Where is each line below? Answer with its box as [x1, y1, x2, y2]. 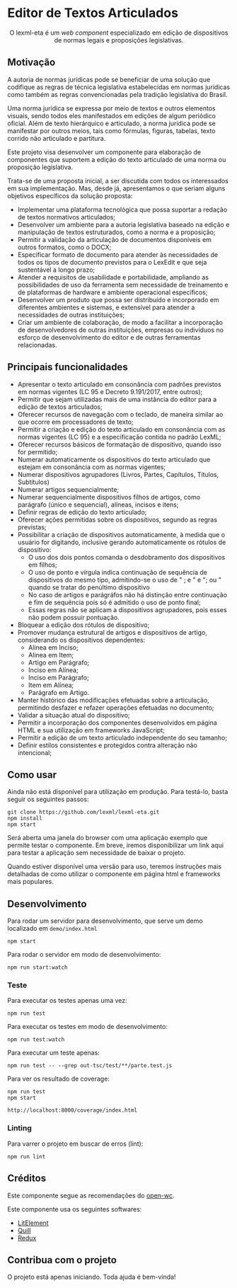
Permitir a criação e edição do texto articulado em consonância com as [17, 425, 226, 433]
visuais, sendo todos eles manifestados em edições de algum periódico [7, 111, 216, 120]
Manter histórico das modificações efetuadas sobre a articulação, [17, 696, 210, 704]
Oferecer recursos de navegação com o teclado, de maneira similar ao [17, 410, 224, 418]
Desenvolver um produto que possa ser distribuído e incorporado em [17, 295, 219, 304]
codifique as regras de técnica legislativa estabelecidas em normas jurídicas [7, 83, 231, 91]
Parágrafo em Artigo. [28, 688, 90, 696]
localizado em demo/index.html [7, 924, 98, 933]
